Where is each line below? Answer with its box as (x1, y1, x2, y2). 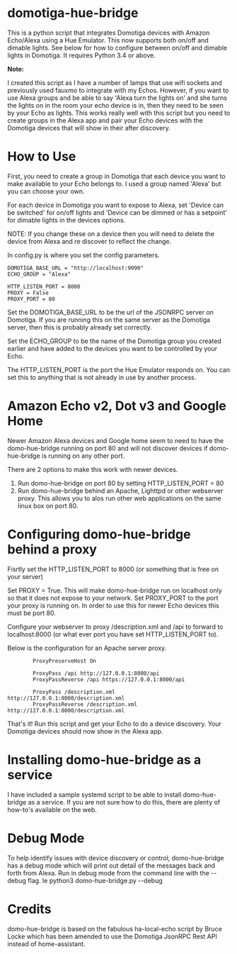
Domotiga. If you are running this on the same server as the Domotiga (7, 315, 211, 324)
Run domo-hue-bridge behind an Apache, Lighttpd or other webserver (17, 486, 224, 495)
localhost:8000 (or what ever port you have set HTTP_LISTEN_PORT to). (7, 629, 219, 639)
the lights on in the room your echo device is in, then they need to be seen (7, 101, 224, 109)
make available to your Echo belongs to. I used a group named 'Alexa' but (7, 179, 221, 188)
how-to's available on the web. (7, 805, 98, 814)
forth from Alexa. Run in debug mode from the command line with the (7, 868, 210, 877)
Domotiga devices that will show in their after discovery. (7, 123, 171, 132)
